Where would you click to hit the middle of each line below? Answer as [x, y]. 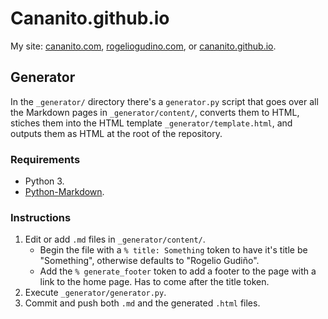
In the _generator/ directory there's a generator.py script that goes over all [164, 101]
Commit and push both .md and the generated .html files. [142, 303]
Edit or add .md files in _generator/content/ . [115, 239]
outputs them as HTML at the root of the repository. [116, 133]
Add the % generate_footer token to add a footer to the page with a [178, 271]
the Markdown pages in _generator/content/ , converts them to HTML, [155, 112]
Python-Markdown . [64, 192]
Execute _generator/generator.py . [95, 293]
